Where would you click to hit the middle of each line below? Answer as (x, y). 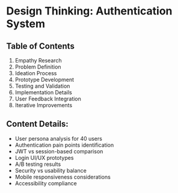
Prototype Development (44, 80)
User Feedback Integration (48, 99)
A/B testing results (38, 164)
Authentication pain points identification (64, 145)
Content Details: (38, 124)
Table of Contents (41, 46)
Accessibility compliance (46, 183)
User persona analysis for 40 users (58, 138)
